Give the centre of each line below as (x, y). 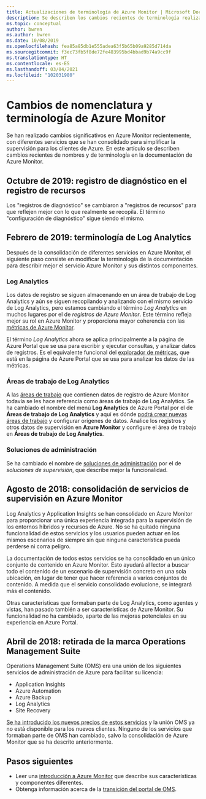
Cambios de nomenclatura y (80, 105)
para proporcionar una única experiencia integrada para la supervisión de (99, 520)
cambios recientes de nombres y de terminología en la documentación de (99, 155)
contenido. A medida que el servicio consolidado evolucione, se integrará (99, 584)
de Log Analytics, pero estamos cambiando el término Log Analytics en (97, 308)
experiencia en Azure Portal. (42, 622)
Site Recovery (33, 710)
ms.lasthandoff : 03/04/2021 (42, 69)
